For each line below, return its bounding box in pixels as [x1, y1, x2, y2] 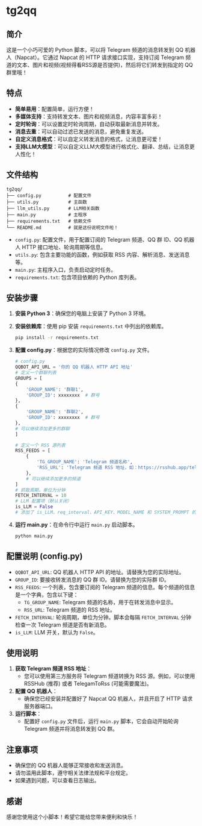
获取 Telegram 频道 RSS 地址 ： [14, 665, 92, 672]
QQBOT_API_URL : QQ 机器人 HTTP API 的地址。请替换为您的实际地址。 [14, 568, 185, 575]
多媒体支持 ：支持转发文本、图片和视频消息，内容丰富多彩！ [14, 113, 163, 120]
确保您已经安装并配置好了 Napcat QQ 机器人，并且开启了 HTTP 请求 [23, 695, 193, 702]
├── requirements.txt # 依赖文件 [6, 218, 92, 224]
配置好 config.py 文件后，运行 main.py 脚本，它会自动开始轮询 [23, 718, 179, 725]
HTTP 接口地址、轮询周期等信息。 [22, 243, 106, 251]
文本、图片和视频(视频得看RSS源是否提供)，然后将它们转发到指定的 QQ [16, 61, 194, 68]
